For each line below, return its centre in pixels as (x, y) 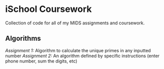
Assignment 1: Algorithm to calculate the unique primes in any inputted (78, 50)
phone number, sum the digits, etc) (41, 61)
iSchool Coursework (48, 9)
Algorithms (23, 38)
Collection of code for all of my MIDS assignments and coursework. (75, 23)
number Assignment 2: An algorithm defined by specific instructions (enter (82, 56)
